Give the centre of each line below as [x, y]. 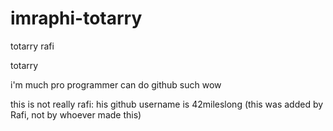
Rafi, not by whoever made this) [76, 114]
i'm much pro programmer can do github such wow [116, 84]
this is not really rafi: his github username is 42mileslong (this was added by [167, 104]
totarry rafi [32, 46]
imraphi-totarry [76, 18]
